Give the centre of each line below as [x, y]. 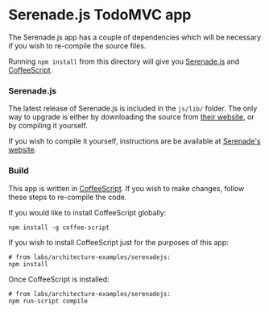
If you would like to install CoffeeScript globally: [87, 212]
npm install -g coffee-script [59, 227]
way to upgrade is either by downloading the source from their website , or [132, 117]
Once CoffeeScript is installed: [59, 279]
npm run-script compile [48, 301]
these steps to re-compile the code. [68, 197]
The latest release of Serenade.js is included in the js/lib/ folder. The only [133, 109]
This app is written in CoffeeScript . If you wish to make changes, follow [126, 188]
